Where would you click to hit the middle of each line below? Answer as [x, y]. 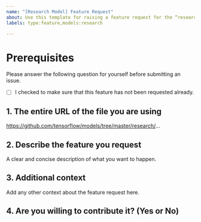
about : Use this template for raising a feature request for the [89, 17]
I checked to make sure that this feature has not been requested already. [104, 92]
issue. [13, 81]
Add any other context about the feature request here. [73, 192]
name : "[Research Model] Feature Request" [60, 12]
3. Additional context [46, 178]
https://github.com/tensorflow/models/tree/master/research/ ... [83, 126]
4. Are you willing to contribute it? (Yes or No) [93, 211]
